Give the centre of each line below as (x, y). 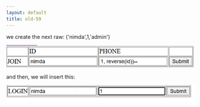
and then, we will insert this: (41, 77)
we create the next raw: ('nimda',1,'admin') (58, 36)
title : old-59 (24, 19)
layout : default (26, 13)
